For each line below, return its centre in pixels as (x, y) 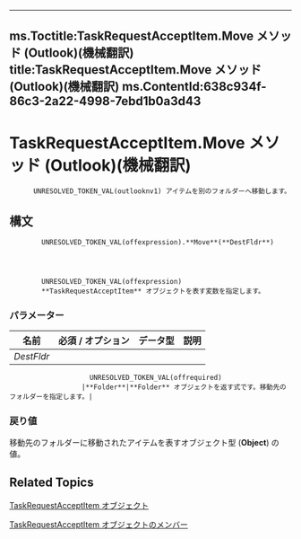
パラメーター (37, 315)
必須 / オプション (94, 340)
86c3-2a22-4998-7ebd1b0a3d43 (105, 101)
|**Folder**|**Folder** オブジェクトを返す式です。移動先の (184, 387)
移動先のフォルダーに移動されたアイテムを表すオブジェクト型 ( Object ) (139, 442)
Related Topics (52, 483)
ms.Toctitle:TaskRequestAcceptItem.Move (131, 36)
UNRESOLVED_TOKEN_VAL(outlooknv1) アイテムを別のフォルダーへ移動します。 (162, 191)
